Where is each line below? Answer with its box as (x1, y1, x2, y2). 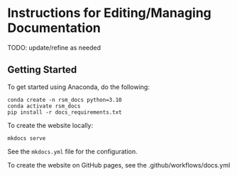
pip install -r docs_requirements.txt (7, 108, 122, 116)
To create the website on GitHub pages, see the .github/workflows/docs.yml (7, 160, 231, 169)
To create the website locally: (7, 121, 94, 129)
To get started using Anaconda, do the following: (7, 83, 150, 91)
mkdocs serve (7, 134, 46, 142)
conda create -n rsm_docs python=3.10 (7, 96, 122, 103)
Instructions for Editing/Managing (7, 5, 211, 21)
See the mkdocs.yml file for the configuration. (7, 147, 138, 156)
